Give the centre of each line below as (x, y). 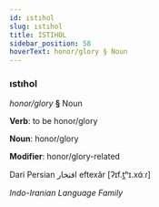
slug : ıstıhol (36, 26)
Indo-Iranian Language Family (66, 193)
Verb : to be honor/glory (54, 121)
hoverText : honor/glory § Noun (69, 52)
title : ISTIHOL (38, 35)
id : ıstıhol (32, 18)
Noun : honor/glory (44, 139)
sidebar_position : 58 (50, 43)
